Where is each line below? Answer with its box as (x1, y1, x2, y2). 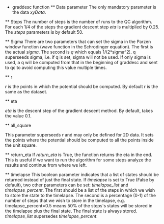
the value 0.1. (5, 113, 32, 119)
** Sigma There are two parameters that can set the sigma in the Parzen (5, 39, 151, 45)
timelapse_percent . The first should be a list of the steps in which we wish (5, 187, 155, 193)
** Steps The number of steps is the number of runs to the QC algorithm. (5, 19, 152, 24)
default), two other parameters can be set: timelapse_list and (5, 182, 129, 188)
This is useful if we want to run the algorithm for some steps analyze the (5, 157, 151, 163)
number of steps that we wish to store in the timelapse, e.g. (5, 198, 125, 203)
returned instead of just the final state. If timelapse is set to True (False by (5, 177, 155, 182)
